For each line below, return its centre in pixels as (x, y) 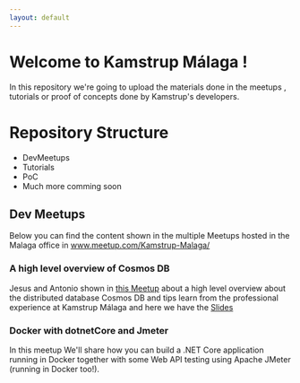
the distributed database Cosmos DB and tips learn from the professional (144, 298)
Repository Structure (89, 132)
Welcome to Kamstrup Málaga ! (129, 61)
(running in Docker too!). (55, 369)
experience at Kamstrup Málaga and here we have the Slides (121, 307)
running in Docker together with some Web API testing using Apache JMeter (150, 359)
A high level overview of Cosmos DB (90, 268)
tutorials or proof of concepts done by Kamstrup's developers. (124, 96)
